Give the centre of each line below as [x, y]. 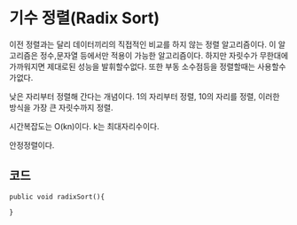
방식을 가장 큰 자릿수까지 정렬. [61, 107]
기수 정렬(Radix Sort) [85, 18]
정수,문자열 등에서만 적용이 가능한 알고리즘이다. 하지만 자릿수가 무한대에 [164, 55]
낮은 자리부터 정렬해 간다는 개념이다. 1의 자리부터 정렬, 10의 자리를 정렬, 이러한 [145, 96]
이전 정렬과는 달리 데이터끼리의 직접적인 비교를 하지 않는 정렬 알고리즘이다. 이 [143, 44]
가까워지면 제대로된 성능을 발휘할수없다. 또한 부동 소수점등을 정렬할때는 [132, 66]
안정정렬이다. [32, 145]
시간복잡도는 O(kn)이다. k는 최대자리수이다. [84, 126]
